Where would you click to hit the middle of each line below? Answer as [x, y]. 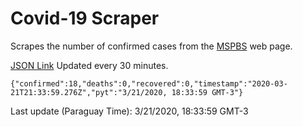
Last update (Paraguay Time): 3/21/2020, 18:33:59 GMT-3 [129, 111]
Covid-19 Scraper [85, 18]
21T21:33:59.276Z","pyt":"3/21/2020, [89, 92]
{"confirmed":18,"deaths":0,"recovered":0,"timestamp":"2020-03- [149, 83]
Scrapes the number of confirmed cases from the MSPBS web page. [151, 46]
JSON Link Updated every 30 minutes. [89, 65]
